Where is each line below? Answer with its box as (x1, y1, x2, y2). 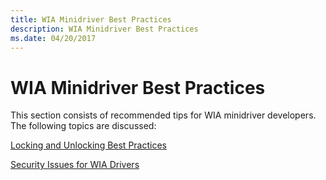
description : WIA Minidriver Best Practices (10, 24, 199, 34)
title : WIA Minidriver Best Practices (10, 14, 172, 25)
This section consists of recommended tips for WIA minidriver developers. (10, 109, 317, 121)
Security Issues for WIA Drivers (10, 159, 140, 171)
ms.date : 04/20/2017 (10, 33, 97, 43)
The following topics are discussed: (10, 120, 157, 132)
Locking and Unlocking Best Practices (10, 139, 167, 151)
